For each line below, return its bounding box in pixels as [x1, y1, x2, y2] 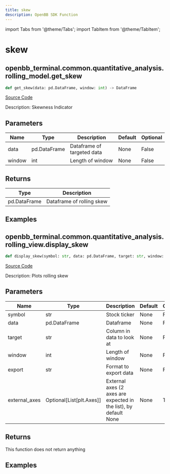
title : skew [5, 7, 30, 13]
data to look [106, 334, 134, 341]
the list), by [106, 403, 133, 410]
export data [106, 369, 134, 376]
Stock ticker [106, 311, 135, 318]
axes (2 [106, 384, 124, 391]
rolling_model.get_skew [5, 72, 82, 81]
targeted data [70, 149, 102, 156]
